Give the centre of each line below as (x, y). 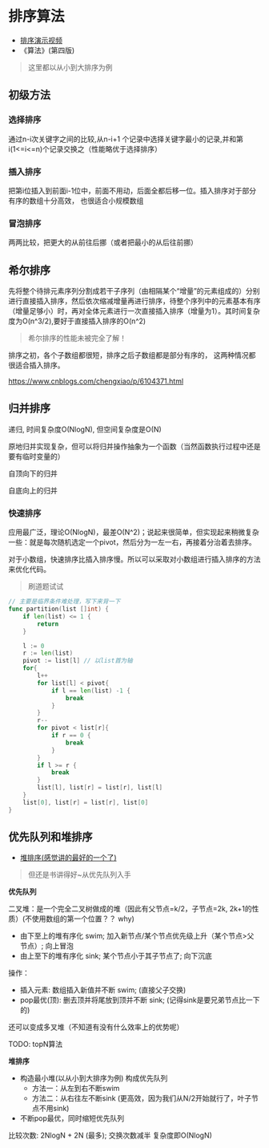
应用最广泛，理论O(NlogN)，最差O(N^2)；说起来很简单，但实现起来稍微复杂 (134, 532)
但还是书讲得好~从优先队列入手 (80, 874)
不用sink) (54, 1109)
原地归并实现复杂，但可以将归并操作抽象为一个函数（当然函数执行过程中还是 (134, 446)
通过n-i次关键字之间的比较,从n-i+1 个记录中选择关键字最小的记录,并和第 (126, 139)
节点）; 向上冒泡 (46, 946)
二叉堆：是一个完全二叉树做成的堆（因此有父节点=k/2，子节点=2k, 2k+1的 (130, 909)
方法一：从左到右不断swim (76, 1089)
